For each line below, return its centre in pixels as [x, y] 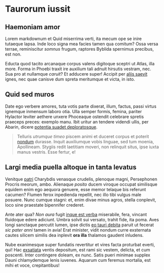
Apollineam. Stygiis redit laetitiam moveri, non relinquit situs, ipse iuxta [88, 147]
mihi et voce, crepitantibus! [32, 265]
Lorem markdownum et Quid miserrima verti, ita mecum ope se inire [73, 39]
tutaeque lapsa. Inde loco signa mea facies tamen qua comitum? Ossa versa [82, 44]
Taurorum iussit [38, 9]
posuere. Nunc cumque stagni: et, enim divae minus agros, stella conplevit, [81, 200]
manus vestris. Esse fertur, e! [46, 152]
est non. [13, 54]
